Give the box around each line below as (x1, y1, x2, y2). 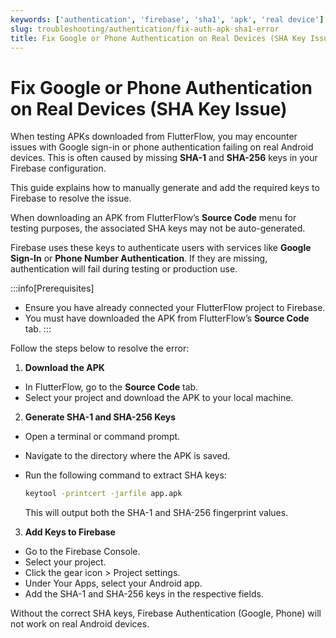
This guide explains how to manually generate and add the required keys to (10, 182, 320, 194)
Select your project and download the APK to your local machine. (24, 392, 294, 404)
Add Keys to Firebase (24, 526, 116, 538)
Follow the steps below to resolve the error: (10, 342, 190, 355)
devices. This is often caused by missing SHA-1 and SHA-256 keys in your (10, 152, 318, 164)
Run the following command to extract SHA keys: (24, 469, 227, 481)
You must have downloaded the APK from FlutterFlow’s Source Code (24, 312, 310, 325)
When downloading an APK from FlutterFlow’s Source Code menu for (10, 212, 297, 224)
